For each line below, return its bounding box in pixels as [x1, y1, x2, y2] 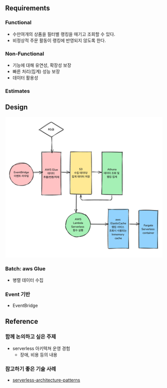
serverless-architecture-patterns [12, 377, 80, 383]
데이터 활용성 [12, 75, 38, 81]
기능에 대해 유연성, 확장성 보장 [12, 62, 71, 68]
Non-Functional [5, 50, 44, 57]
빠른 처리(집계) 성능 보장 [12, 68, 60, 74]
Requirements [5, 4, 50, 13]
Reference [5, 317, 38, 325]
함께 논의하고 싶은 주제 [5, 333, 56, 340]
